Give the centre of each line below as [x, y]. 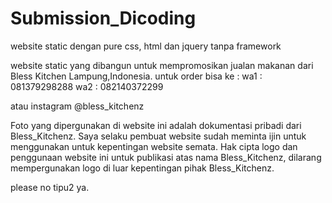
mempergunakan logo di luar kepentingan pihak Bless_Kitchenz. [142, 168]
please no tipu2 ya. [50, 187]
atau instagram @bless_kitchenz [77, 106]
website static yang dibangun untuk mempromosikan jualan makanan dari [162, 65]
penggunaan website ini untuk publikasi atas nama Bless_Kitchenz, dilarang [166, 157]
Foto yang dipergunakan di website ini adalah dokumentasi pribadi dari [156, 125]
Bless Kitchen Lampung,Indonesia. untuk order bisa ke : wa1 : [136, 76]
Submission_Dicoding [103, 18]
